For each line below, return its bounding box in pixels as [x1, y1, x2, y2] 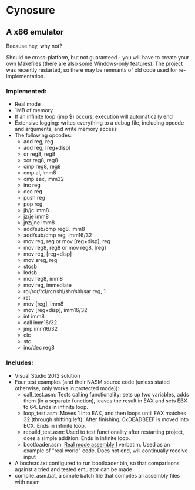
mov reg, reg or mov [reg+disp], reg [23, 238, 110, 245]
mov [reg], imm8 [23, 300, 64, 307]
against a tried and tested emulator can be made [14, 465, 133, 473]
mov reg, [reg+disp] [23, 250, 72, 257]
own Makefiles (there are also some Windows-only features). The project [6, 60, 183, 67]
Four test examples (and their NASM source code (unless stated [14, 378, 170, 385]
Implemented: [6, 87, 47, 95]
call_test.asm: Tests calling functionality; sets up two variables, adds [23, 391, 189, 398]
